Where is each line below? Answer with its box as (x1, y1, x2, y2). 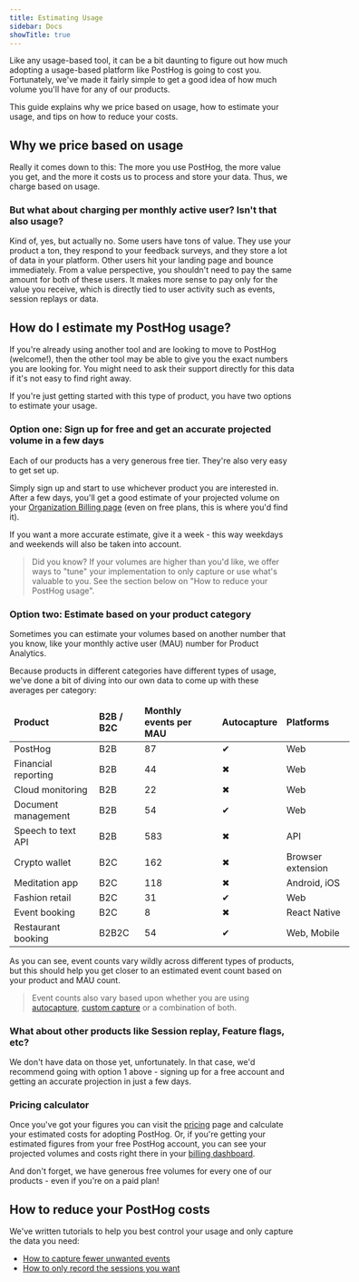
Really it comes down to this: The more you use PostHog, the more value (9, 162, 281, 173)
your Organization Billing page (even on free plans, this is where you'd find (9, 502, 288, 512)
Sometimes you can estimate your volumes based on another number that (9, 628, 286, 639)
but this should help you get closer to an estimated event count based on (9, 965, 283, 976)
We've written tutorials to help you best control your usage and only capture (9, 1226, 294, 1237)
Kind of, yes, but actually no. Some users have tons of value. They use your (9, 235, 292, 246)
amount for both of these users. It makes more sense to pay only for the (9, 274, 278, 285)
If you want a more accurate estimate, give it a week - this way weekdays (9, 529, 284, 540)
